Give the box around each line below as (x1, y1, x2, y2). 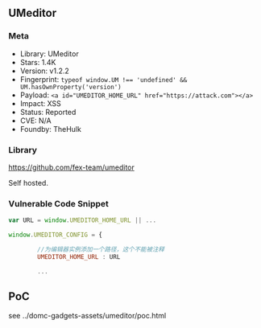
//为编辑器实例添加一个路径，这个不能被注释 (37, 245, 165, 254)
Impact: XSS (19, 98, 62, 108)
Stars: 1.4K (19, 57, 56, 67)
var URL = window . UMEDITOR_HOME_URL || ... (8, 216, 157, 224)
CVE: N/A (19, 116, 52, 125)
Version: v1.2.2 (19, 66, 70, 76)
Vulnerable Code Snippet (8, 198, 109, 209)
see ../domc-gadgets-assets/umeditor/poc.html (8, 311, 167, 321)
